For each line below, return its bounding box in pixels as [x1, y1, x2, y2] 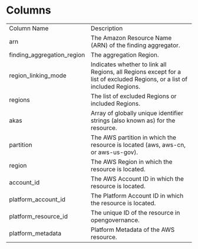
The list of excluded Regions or [90, 92, 177, 100]
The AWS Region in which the [90, 158, 173, 166]
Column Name [9, 24, 49, 32]
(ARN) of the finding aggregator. [90, 41, 181, 49]
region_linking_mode [9, 71, 67, 80]
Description [90, 24, 123, 32]
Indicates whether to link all [90, 60, 167, 68]
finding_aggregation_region [9, 51, 85, 59]
